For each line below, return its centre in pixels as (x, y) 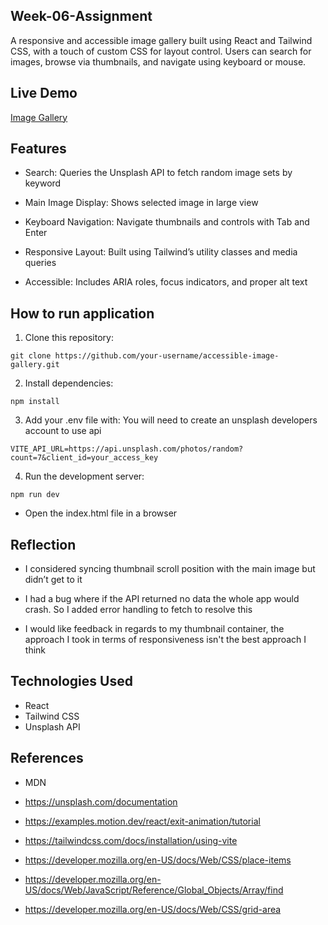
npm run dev (35, 495)
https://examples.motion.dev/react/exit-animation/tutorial (142, 821)
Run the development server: (84, 476)
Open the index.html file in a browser (101, 513)
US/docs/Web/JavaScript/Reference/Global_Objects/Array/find (154, 890)
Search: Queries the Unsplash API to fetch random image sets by (158, 173)
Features (38, 149)
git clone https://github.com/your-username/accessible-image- (145, 356)
